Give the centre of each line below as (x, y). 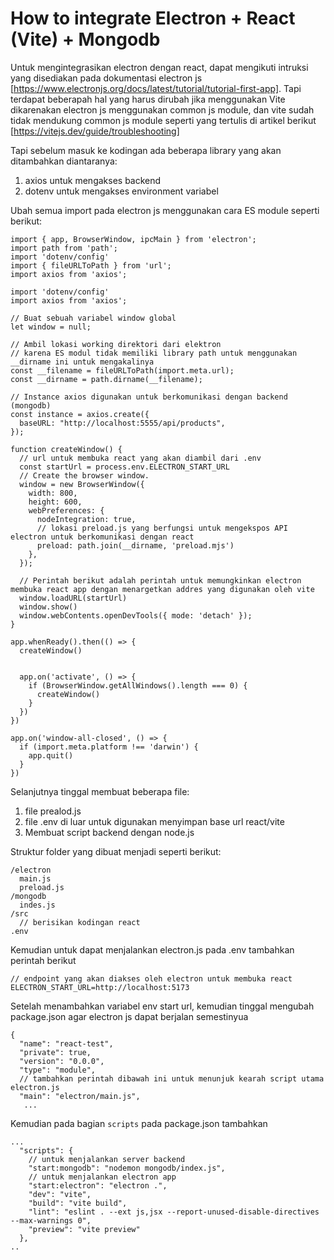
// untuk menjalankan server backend (107, 1159)
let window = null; (51, 327)
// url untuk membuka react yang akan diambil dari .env (140, 458)
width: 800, (53, 493)
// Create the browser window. (84, 475)
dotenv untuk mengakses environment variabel (121, 191)
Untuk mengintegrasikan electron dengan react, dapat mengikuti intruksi (159, 67)
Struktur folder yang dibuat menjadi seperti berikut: (116, 851)
